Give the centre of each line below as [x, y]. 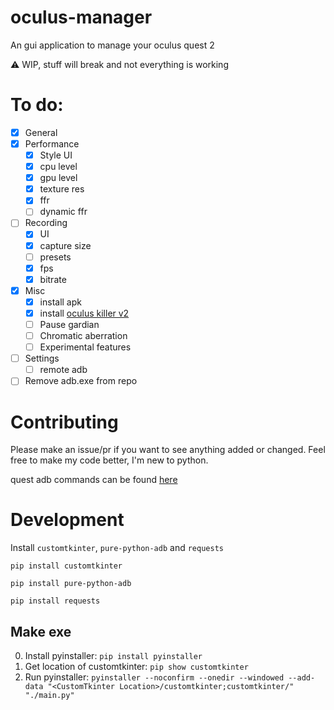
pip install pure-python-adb [71, 584]
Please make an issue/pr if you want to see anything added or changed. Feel [168, 450]
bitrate [53, 279]
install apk [60, 302]
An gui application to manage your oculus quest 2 [112, 45]
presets [55, 257]
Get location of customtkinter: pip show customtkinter [136, 666]
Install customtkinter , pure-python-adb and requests [117, 548]
